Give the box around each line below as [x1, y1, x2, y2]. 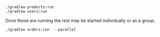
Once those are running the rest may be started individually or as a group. [5, 18, 156, 23]
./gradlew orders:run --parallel [5, 27, 77, 32]
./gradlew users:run [5, 9, 48, 14]
